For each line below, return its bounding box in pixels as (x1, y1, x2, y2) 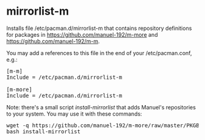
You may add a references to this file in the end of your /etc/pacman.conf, (6, 49, 192, 56)
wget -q (6, 122, 29, 129)
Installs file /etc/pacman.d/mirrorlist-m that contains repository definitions (6, 24, 192, 32)
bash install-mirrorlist (6, 128, 81, 135)
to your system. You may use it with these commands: (6, 110, 142, 117)
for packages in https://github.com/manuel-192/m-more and (6, 31, 158, 38)
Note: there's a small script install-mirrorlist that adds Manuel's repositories (6, 103, 196, 111)
